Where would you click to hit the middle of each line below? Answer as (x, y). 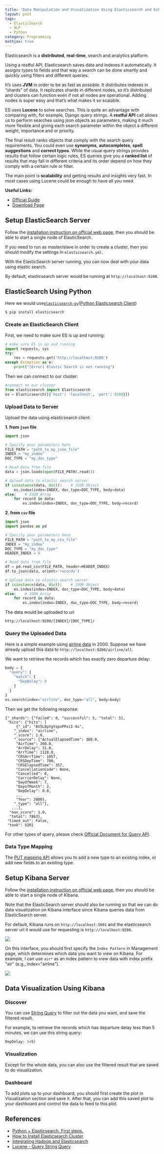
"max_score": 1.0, (28, 812)
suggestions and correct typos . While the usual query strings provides (77, 150)
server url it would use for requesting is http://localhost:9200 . (69, 929)
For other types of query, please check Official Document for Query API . (78, 834)
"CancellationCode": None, (43, 769)
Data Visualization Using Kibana (55, 988)
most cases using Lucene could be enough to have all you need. (70, 181)
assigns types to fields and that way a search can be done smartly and (76, 70)
